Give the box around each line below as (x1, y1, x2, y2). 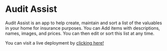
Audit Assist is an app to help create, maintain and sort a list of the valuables (5, 20, 162, 26)
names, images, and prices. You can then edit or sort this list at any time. (5, 30, 155, 36)
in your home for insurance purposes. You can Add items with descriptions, (5, 25, 161, 31)
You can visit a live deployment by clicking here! (5, 40, 104, 46)
